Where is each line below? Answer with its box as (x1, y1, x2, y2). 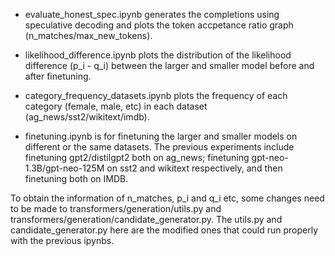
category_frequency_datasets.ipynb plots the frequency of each (24, 90, 288, 101)
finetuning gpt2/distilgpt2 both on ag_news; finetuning (24, 152, 250, 163)
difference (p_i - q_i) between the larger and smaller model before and (24, 60, 315, 71)
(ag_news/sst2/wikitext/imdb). (24, 111, 150, 123)
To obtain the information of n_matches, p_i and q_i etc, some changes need (10, 192, 325, 204)
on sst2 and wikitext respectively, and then (106, 162, 283, 174)
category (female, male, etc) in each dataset (24, 100, 208, 112)
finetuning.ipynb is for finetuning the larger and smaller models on (24, 130, 298, 142)
